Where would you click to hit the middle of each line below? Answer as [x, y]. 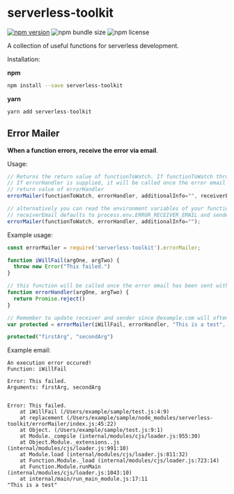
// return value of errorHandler [56, 190]
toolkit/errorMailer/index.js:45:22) [62, 424]
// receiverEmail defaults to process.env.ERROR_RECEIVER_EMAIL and [109, 215]
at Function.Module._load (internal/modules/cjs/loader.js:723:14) [119, 461]
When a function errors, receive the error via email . [83, 150]
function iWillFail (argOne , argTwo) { [63, 260]
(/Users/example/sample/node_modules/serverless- [140, 418]
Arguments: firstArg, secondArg [54, 388]
